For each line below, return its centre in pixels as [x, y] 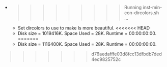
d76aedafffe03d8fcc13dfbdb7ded [127, 54]
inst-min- [152, 7]
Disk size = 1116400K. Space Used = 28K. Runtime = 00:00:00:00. [87, 44]
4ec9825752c [106, 59]
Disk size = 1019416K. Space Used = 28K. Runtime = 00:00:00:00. [87, 33]
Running [133, 7]
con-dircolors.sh [142, 13]
